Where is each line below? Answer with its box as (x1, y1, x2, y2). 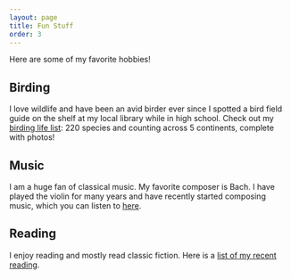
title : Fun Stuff (9, 21, 74, 30)
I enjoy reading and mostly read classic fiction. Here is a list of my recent (9, 250, 277, 260)
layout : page (9, 12, 58, 22)
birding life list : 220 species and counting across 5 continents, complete (9, 122, 275, 134)
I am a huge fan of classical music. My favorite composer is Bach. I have (9, 182, 275, 192)
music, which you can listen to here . (9, 201, 142, 210)
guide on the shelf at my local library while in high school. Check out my (9, 113, 274, 124)
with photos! (9, 132, 55, 143)
